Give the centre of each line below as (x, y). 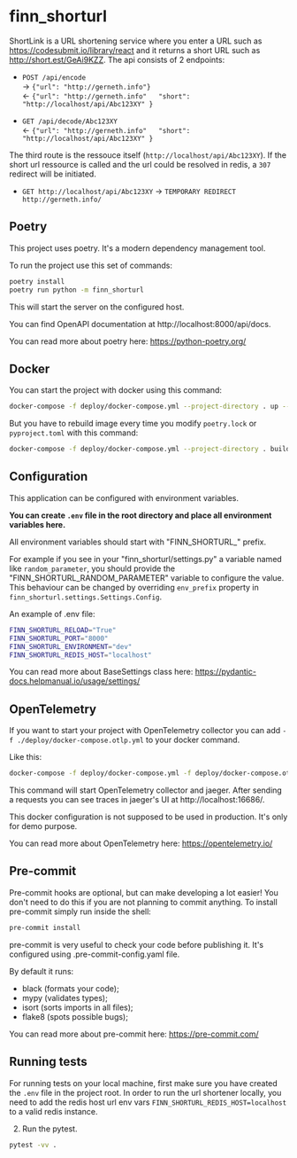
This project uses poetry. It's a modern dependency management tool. (137, 248)
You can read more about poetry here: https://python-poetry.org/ (128, 341)
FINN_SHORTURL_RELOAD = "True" (63, 630)
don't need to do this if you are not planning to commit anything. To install (144, 902)
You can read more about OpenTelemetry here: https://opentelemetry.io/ (141, 843)
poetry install (37, 281)
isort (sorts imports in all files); (78, 1007)
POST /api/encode (54, 77)
